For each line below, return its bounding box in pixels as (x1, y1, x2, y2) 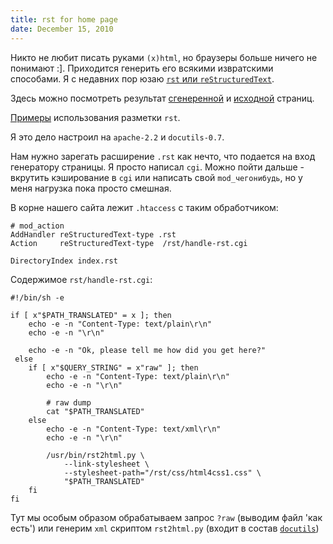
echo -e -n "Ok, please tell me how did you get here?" (28, 345, 267, 355)
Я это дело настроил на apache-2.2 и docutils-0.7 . (10, 131, 225, 143)
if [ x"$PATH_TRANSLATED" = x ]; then (10, 310, 172, 320)
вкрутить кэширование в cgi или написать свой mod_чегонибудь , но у (10, 171, 303, 183)
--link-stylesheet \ (63, 459, 150, 469)
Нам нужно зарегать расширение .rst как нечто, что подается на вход (10, 150, 316, 162)
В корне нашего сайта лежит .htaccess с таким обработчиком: (10, 201, 279, 213)
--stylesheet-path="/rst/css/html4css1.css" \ (63, 467, 262, 478)
